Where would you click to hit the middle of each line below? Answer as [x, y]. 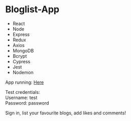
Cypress [21, 61]
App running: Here [25, 82]
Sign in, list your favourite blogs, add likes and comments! [65, 113]
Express [21, 34]
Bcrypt [20, 56]
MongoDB [23, 51]
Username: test [21, 98]
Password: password [27, 103]
